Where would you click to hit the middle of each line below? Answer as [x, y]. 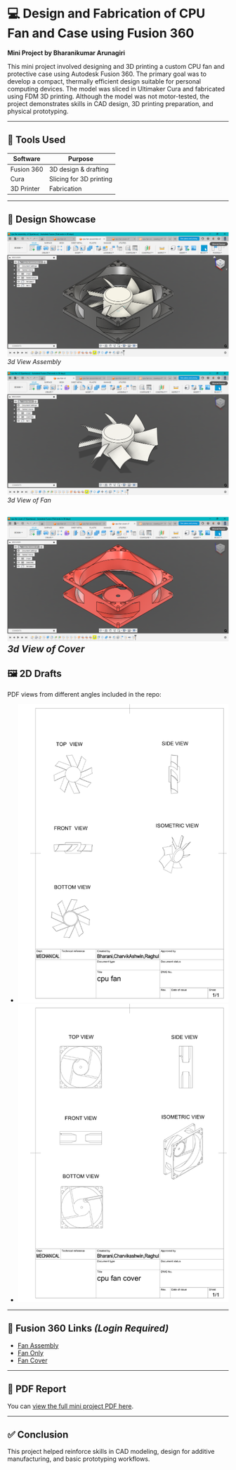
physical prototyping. [38, 111]
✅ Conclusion [38, 1434]
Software [27, 159]
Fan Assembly [38, 1345]
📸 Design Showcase [52, 219]
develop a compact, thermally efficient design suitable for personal [104, 81]
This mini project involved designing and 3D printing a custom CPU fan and [116, 66]
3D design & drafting [79, 169]
